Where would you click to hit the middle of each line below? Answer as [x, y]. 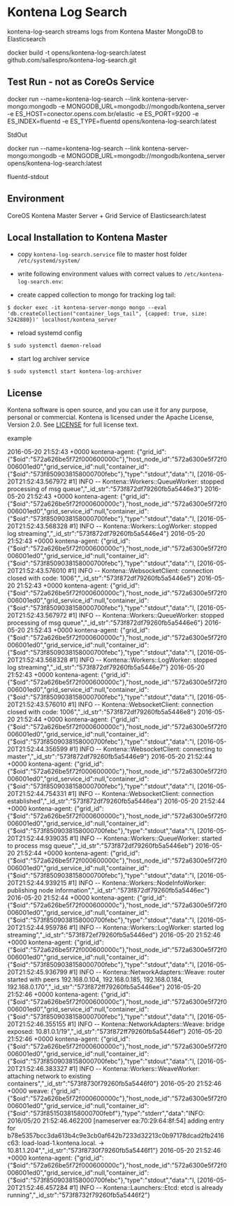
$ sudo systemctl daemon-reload [54, 346]
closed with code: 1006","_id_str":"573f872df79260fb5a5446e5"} [102, 579]
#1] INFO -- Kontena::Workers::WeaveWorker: [134, 1069]
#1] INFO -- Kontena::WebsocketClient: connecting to [146, 749]
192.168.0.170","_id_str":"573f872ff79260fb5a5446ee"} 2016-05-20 [104, 987]
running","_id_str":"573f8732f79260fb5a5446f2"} [79, 1195]
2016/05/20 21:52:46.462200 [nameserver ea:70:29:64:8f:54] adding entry [116, 1121]
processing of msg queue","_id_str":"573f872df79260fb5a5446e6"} [105, 623]
